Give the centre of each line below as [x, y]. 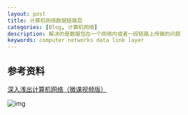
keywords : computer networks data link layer [76, 40]
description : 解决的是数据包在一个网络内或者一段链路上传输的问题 [94, 34]
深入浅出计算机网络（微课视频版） [57, 89]
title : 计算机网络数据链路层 [45, 21]
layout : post [27, 14]
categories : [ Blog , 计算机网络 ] [52, 27]
